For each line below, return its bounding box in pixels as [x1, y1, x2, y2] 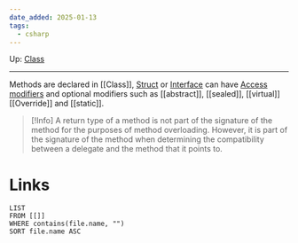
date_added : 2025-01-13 [9, 12, 98, 22]
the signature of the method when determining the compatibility [30, 134, 264, 145]
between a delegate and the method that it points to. [30, 144, 223, 154]
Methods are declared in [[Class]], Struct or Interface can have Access [9, 79, 268, 90]
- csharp [17, 29, 50, 38]
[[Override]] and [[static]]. [9, 98, 105, 109]
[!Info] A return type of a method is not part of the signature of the [30, 115, 273, 126]
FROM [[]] [9, 212, 46, 221]
